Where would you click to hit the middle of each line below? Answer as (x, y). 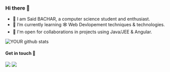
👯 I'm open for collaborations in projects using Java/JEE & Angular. (82, 32)
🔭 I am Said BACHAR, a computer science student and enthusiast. (81, 19)
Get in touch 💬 (20, 53)
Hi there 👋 (18, 8)
